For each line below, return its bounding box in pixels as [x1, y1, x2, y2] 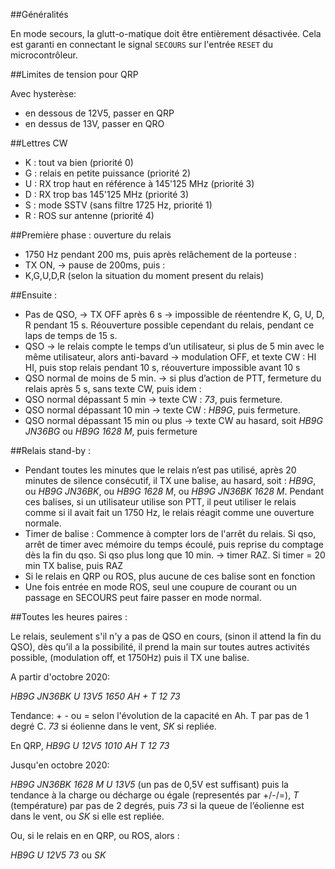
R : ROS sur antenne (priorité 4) [24, 210, 155, 221]
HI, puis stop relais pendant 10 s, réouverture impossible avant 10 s [24, 362, 301, 373]
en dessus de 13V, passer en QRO [24, 118, 165, 129]
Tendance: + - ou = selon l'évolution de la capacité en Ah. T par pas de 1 [10, 710, 310, 721]
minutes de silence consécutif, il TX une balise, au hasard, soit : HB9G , [24, 475, 317, 486]
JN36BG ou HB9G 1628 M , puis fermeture [24, 425, 198, 437]
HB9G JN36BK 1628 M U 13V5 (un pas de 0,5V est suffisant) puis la [10, 779, 289, 790]
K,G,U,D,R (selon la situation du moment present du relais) [24, 270, 265, 281]
